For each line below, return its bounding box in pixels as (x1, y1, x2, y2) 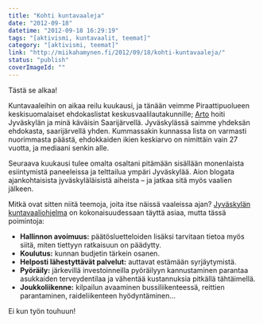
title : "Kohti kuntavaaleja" (8, 11, 105, 20)
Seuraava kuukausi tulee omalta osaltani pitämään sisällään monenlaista (8, 158, 245, 168)
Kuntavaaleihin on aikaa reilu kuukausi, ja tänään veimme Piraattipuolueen (8, 100, 250, 110)
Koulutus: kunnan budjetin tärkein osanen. (19, 248, 161, 258)
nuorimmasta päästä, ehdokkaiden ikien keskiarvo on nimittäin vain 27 (8, 135, 238, 144)
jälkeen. (8, 184, 34, 193)
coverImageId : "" (8, 64, 66, 72)
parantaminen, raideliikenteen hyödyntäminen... (19, 291, 176, 300)
